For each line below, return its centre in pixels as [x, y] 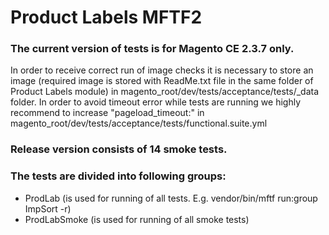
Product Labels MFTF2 [106, 17]
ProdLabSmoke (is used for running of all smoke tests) [137, 219]
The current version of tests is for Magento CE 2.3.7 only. [152, 49]
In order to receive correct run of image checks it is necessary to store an [162, 70]
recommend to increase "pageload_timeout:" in [107, 113]
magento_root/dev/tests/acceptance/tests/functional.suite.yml [139, 123]
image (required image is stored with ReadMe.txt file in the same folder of [162, 81]
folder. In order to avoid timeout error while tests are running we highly [156, 102]
